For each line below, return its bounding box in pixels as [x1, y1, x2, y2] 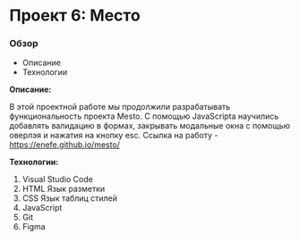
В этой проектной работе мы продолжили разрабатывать [9, 102, 231, 112]
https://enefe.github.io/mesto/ [9, 139, 121, 150]
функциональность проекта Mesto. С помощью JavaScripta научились [9, 111, 279, 121]
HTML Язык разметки [21, 184, 106, 195]
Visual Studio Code [21, 174, 94, 185]
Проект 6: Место [9, 5, 141, 26]
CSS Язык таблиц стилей [21, 193, 118, 204]
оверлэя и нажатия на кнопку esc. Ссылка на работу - [9, 130, 218, 141]
